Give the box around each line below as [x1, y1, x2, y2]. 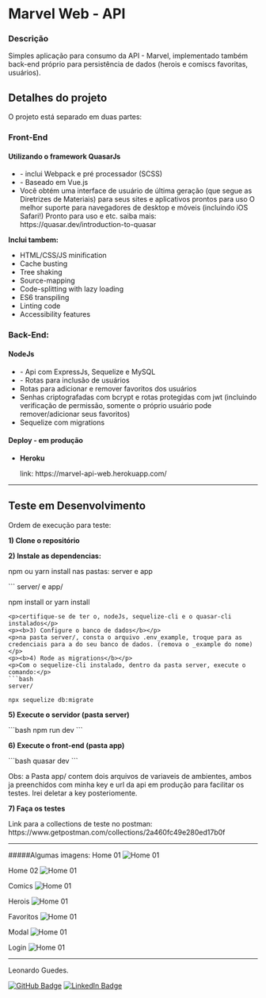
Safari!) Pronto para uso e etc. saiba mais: [19, 211, 157, 221]
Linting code [19, 301, 61, 310]
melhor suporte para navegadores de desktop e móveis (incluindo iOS [19, 203, 249, 213]
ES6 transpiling [19, 293, 70, 302]
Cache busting [19, 259, 68, 268]
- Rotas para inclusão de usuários [19, 375, 130, 385]
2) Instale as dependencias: [8, 551, 101, 561]
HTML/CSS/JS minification [19, 251, 107, 260]
